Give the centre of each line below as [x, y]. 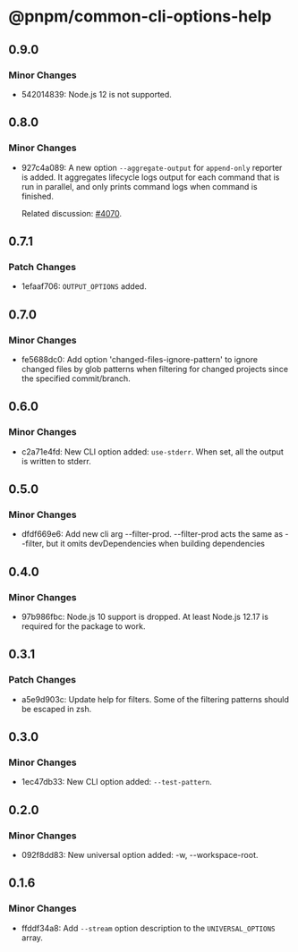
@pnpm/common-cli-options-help [140, 17]
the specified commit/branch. [76, 378]
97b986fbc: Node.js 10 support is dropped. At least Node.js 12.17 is [145, 616]
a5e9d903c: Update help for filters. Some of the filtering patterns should [155, 699]
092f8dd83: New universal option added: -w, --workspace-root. [140, 855]
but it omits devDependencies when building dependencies [156, 544]
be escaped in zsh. [56, 709]
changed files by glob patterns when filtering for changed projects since [154, 369]
